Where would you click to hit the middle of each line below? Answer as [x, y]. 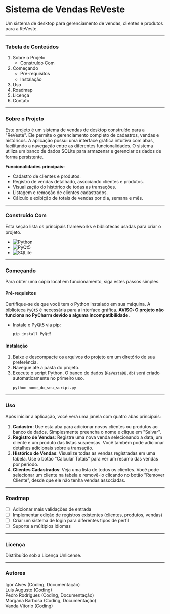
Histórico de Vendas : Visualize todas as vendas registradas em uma [84, 453]
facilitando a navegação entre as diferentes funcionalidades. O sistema [79, 146]
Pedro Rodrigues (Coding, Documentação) [50, 595]
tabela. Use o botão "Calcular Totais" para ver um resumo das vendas [85, 458]
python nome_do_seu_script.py [45, 388]
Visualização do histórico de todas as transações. [64, 187]
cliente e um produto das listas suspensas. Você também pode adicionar [88, 442]
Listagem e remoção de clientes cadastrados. [60, 192]
